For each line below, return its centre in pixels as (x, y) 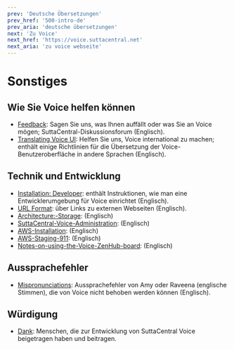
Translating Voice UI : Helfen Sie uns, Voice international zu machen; (116, 139)
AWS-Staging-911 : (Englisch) (59, 238)
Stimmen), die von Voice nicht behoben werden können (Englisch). (114, 292)
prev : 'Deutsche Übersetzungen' (54, 14)
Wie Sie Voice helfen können (71, 107)
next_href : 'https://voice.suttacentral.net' (75, 40)
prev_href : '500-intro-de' (47, 20)
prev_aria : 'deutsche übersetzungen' (63, 27)
